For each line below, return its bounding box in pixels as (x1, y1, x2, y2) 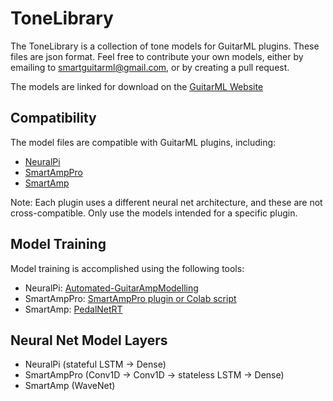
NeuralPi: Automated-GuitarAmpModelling (24, 282, 199, 294)
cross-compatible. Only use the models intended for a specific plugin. (10, 207, 298, 219)
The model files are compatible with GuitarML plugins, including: (10, 136, 277, 148)
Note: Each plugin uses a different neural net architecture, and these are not (10, 196, 323, 208)
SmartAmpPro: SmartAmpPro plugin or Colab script (24, 292, 237, 304)
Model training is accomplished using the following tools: (10, 262, 245, 274)
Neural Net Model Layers (10, 332, 168, 349)
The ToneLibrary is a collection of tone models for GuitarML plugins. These (10, 40, 320, 52)
